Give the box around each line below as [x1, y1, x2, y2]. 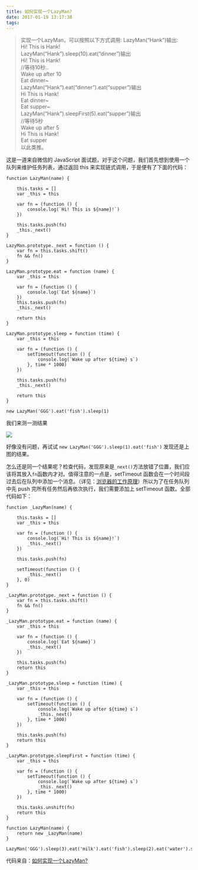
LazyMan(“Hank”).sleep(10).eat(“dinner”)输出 [20, 50, 131, 57]
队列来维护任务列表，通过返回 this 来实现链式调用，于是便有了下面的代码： [6, 164, 189, 171]
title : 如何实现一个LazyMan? [6, 8, 72, 15]
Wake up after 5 [20, 124, 60, 131]
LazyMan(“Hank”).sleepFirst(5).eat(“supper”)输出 [20, 110, 141, 117]
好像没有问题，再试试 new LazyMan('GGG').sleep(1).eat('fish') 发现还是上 [6, 443, 190, 450]
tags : [6, 20, 19, 25]
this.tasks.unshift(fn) [16, 805, 75, 811]
